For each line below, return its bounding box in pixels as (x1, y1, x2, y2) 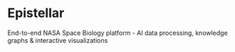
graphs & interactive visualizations (7, 36, 108, 44)
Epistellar (7, 5, 65, 21)
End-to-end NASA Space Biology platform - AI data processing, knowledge (7, 28, 228, 37)
